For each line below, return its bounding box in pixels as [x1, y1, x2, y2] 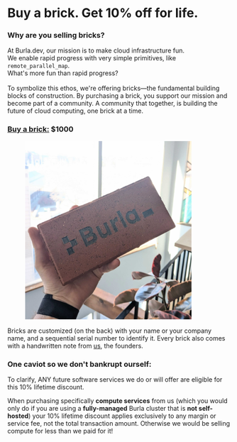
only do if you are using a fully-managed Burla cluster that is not [7, 404, 197, 413]
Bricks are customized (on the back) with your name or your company [7, 326, 211, 335]
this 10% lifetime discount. [7, 383, 84, 392]
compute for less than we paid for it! [7, 427, 114, 436]
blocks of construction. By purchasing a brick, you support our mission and [7, 92, 228, 100]
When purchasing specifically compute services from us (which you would [7, 397, 228, 405]
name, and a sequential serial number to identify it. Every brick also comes [7, 333, 226, 342]
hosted [7, 411, 29, 420]
